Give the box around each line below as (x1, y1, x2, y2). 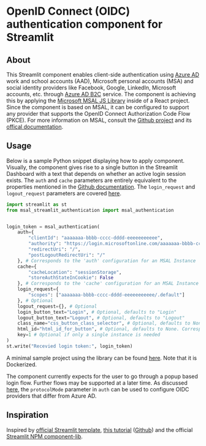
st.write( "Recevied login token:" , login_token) (6, 343, 133, 349)
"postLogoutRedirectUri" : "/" (28, 252, 105, 258)
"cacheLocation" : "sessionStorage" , (28, 269, 122, 275)
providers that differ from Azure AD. (6, 392, 97, 399)
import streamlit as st (6, 201, 67, 208)
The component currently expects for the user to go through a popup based (6, 372, 198, 380)
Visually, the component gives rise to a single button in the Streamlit (6, 164, 178, 171)
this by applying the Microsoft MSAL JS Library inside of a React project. (6, 97, 190, 104)
